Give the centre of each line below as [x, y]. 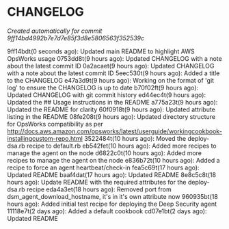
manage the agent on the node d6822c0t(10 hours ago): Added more [105, 153]
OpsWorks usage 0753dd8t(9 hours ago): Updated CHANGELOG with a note [114, 58]
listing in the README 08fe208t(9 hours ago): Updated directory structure [111, 116]
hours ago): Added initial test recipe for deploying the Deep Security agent [112, 204]
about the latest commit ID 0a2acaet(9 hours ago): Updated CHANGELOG [111, 66]
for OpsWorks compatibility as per [55, 124]
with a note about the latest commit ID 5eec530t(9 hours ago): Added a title [113, 73]
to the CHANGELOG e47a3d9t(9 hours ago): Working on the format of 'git [110, 80]
